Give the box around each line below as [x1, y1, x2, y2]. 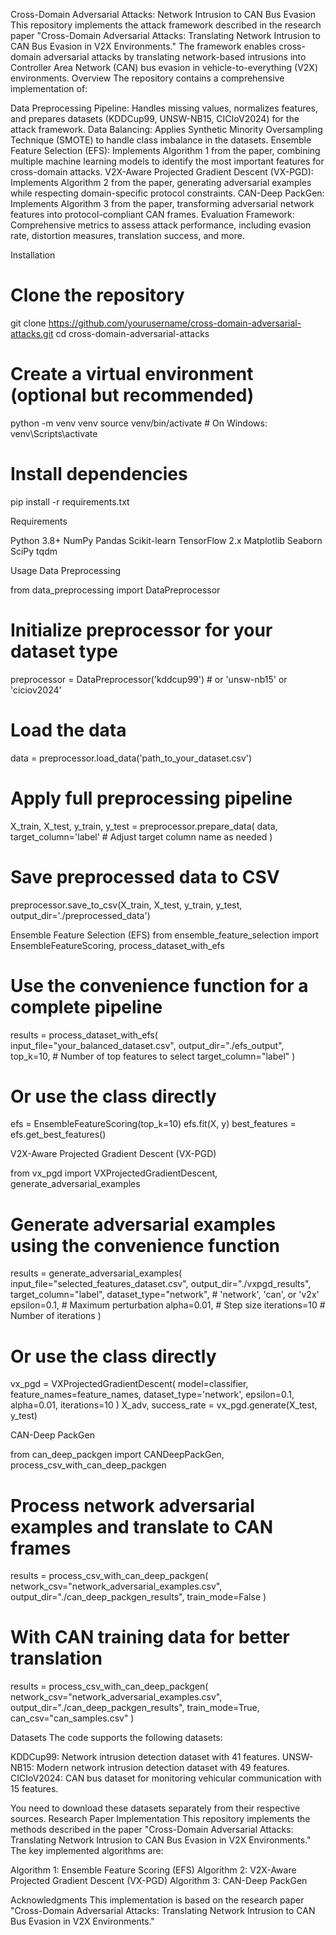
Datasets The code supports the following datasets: [10, 1732, 223, 1744]
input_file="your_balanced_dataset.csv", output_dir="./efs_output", [10, 1039, 285, 1051]
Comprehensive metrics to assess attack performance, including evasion [10, 219, 312, 231]
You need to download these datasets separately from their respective [10, 1802, 301, 1814]
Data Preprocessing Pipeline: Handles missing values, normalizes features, [10, 102, 318, 114]
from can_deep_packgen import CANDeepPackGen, [10, 1449, 225, 1461]
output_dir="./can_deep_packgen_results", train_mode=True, [10, 1702, 260, 1714]
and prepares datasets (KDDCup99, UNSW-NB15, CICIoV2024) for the [10, 113, 300, 124]
